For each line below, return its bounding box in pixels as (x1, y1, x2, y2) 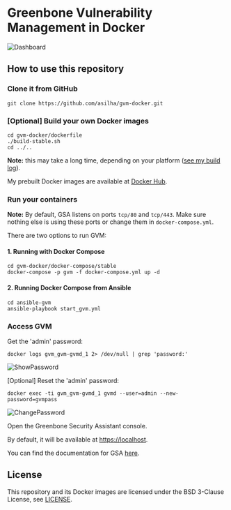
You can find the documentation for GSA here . (7, 449, 140, 457)
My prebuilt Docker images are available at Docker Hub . (7, 177, 168, 186)
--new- (159, 389, 179, 397)
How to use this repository (7, 63, 125, 75)
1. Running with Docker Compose (7, 247, 105, 255)
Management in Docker (7, 20, 145, 36)
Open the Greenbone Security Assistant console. (7, 421, 148, 430)
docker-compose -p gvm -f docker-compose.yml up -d (7, 269, 160, 276)
